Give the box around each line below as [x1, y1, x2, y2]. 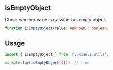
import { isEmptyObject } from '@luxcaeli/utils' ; [5, 52, 109, 57]
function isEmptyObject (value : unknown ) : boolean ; [5, 26, 109, 31]
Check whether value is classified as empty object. [5, 16, 107, 22]
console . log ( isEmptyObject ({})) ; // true [5, 60, 90, 65]
